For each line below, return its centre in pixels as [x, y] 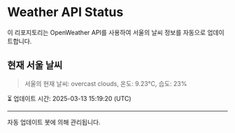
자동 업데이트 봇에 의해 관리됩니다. [54, 122]
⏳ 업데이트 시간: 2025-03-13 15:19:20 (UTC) [69, 98]
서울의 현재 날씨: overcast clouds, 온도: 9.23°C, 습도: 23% [106, 83]
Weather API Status [65, 12]
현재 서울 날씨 [35, 65]
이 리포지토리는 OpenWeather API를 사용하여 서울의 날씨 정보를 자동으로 [107, 32]
